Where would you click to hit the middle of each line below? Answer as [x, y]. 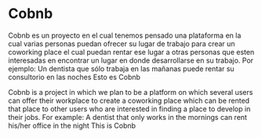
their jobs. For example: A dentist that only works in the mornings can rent [127, 117]
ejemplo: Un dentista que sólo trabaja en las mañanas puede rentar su [121, 68]
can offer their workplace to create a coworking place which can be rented [129, 100]
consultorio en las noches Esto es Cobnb [75, 77]
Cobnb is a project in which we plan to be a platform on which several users [131, 92]
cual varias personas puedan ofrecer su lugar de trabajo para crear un [122, 43]
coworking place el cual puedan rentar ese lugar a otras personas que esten [131, 52]
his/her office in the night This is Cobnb [72, 125]
